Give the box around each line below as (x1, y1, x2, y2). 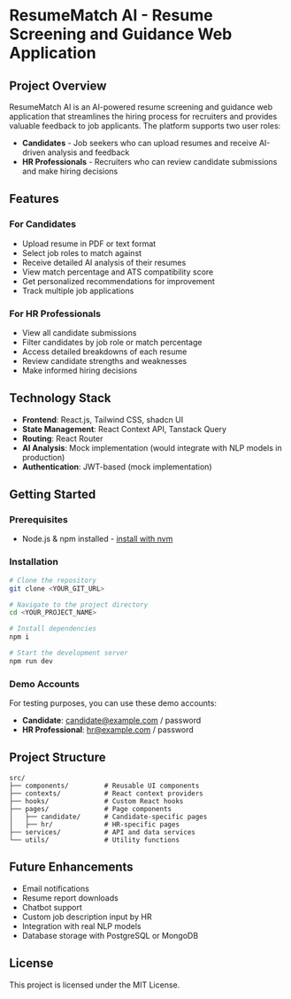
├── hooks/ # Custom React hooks (9, 796, 184, 806)
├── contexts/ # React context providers (9, 789, 203, 798)
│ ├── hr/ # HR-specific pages (9, 820, 180, 829)
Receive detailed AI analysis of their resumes (21, 257, 187, 267)
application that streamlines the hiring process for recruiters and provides (9, 112, 278, 121)
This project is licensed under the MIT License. (9, 980, 180, 990)
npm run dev (9, 656, 53, 665)
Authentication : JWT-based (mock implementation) (21, 461, 212, 472)
